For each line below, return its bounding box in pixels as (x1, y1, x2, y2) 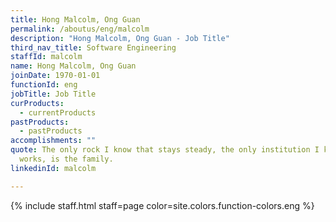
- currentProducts (19, 107, 97, 118)
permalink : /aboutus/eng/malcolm (10, 24, 150, 34)
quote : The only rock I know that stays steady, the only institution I (10, 145, 320, 155)
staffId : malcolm (10, 52, 83, 62)
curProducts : (10, 98, 65, 108)
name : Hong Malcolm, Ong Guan (10, 61, 137, 71)
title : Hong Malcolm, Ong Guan (10, 14, 141, 25)
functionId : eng (10, 80, 78, 90)
